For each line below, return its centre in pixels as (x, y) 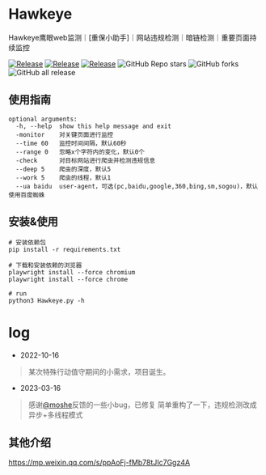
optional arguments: (43, 119)
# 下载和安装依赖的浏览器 (45, 265)
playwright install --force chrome (68, 279)
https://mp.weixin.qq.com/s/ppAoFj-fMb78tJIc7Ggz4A (99, 463)
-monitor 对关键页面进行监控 (65, 134)
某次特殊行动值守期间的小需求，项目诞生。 (99, 371)
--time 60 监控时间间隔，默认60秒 (71, 143)
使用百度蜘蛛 (27, 195)
